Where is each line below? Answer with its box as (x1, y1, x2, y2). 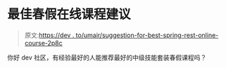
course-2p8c (24, 39, 63, 47)
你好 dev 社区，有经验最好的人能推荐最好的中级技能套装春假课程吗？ (7, 53, 207, 62)
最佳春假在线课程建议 (7, 6, 132, 22)
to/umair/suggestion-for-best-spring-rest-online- (75, 31, 219, 39)
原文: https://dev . (24, 31, 75, 39)
